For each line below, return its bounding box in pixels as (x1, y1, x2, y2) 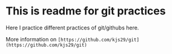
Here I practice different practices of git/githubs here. (5, 24, 139, 31)
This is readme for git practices (5, 4, 166, 18)
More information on (5, 35, 57, 43)
